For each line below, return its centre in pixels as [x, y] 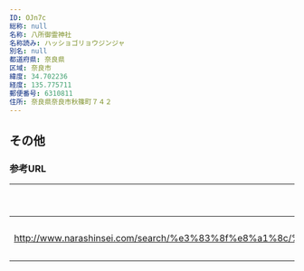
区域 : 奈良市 [30, 69]
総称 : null [28, 26]
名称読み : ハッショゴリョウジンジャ [67, 43]
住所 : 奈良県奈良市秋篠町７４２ [61, 102]
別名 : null [28, 51]
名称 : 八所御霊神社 [41, 34]
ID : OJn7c [28, 18]
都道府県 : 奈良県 [37, 60]
